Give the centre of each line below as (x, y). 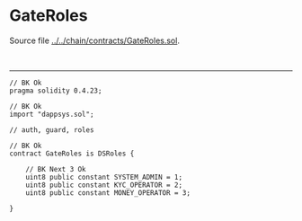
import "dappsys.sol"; (52, 114)
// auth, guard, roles (52, 130)
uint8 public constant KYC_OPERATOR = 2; (104, 185)
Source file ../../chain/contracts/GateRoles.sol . (94, 40)
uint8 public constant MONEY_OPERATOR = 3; (108, 193)
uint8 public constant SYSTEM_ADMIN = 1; (104, 177)
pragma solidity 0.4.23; (56, 91)
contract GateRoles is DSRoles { (72, 154)
